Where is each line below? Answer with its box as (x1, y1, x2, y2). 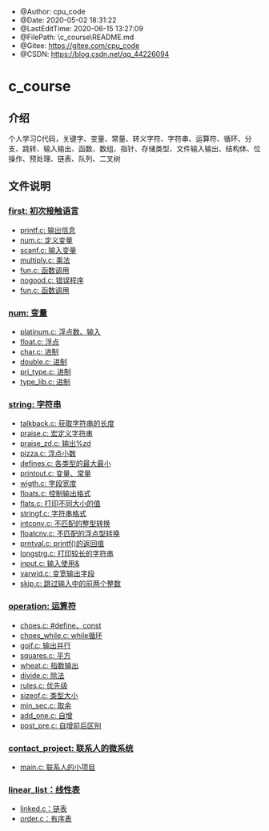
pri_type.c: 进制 (19, 367, 72, 376)
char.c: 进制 (19, 347, 59, 356)
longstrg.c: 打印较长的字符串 (19, 548, 114, 559)
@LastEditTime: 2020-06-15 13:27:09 (19, 24, 144, 33)
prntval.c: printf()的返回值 (19, 539, 105, 548)
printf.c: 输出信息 (19, 225, 76, 235)
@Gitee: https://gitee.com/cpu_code (19, 41, 140, 50)
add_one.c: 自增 (19, 710, 74, 720)
